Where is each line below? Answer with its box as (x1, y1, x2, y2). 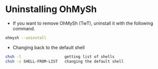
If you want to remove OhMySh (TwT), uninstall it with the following (12, 20, 153, 26)
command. (12, 25, 36, 31)
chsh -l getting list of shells (5, 54, 115, 59)
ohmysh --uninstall (5, 35, 47, 40)
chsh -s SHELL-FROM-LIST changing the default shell (5, 59, 124, 64)
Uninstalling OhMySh (5, 4, 97, 15)
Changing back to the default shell (12, 44, 85, 50)
